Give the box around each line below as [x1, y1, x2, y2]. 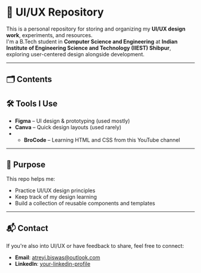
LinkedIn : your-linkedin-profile [14, 260, 91, 267]
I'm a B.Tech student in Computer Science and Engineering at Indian [6, 38, 178, 45]
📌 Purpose [6, 159, 46, 169]
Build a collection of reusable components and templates [14, 199, 156, 207]
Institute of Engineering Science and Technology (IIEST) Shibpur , [6, 44, 172, 51]
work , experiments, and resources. [6, 31, 93, 38]
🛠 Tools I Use [6, 98, 58, 108]
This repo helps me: [6, 175, 56, 182]
